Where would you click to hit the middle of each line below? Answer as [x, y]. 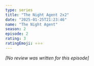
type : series [19, 10]
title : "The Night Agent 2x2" [37, 15]
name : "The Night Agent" [32, 24]
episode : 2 [17, 34]
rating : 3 [16, 39]
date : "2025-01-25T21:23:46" [36, 19]
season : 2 [16, 29]
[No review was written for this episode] [47, 58]
